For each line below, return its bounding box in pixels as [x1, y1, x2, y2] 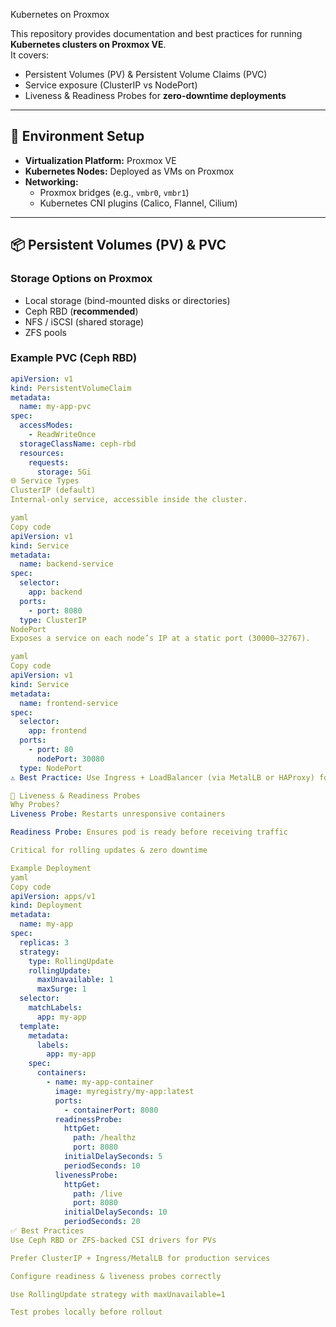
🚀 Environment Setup [10, 128, 145, 145]
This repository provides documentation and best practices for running [10, 28, 303, 39]
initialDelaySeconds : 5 [63, 1152, 163, 1162]
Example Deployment [10, 863, 92, 873]
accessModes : [19, 420, 74, 431]
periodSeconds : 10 [63, 1160, 141, 1171]
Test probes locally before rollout [10, 1307, 163, 1318]
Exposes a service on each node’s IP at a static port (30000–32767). [10, 634, 311, 644]
